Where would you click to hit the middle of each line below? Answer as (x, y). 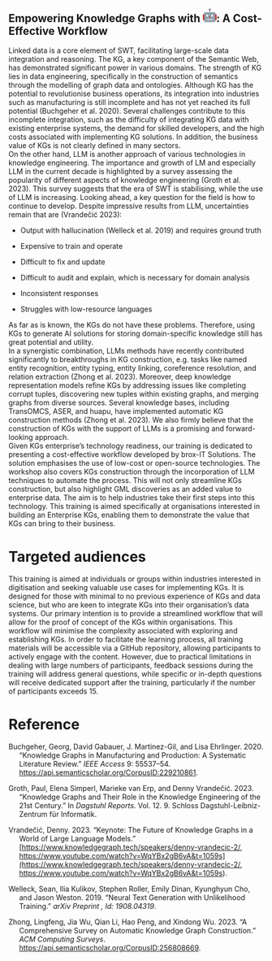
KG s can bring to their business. (62, 524)
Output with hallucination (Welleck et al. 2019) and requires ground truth (140, 230)
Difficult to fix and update (63, 262)
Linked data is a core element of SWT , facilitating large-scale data (119, 50)
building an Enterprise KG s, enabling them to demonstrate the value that (129, 515)
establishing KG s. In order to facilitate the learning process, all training (126, 640)
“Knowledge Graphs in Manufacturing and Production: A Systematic (132, 755)
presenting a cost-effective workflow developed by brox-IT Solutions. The (132, 454)
